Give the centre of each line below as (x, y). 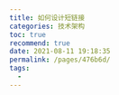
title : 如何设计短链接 (47, 18)
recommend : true (40, 43)
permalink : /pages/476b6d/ (60, 60)
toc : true (28, 34)
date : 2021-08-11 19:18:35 (60, 52)
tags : (19, 69)
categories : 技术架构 (47, 26)
